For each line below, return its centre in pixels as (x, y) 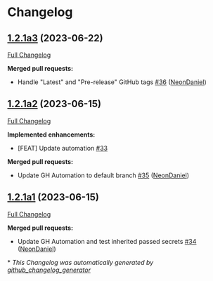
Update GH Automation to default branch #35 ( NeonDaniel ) (103, 175)
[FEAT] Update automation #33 (62, 148)
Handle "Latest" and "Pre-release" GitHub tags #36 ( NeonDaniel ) (112, 82)
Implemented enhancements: (51, 135)
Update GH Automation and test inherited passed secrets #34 (107, 241)
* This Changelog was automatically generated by (80, 262)
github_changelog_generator (49, 270)
